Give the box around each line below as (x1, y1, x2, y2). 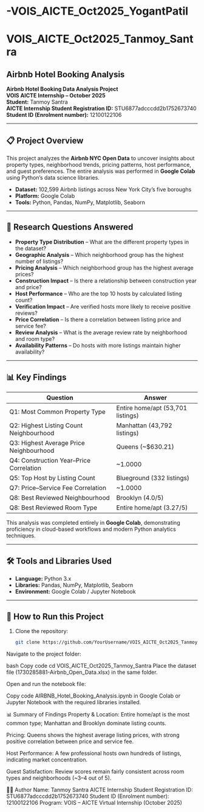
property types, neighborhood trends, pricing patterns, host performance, (6, 161, 191, 168)
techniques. (6, 531, 36, 539)
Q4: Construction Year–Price (9, 456, 91, 464)
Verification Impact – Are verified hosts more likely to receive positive (15, 303, 191, 310)
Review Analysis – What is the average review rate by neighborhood (15, 329, 187, 336)
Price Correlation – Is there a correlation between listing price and (15, 315, 182, 323)
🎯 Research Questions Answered (6, 222, 134, 233)
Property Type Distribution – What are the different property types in (15, 238, 189, 245)
